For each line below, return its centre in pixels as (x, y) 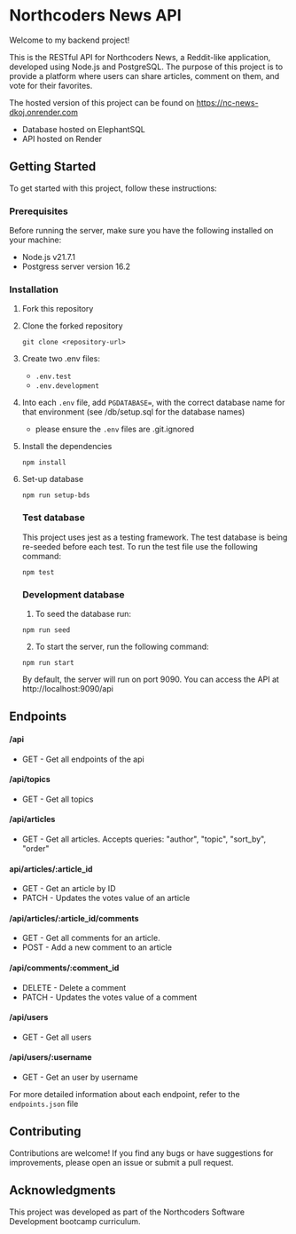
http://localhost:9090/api (67, 688)
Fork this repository (58, 309)
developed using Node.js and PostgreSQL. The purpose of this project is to (146, 67)
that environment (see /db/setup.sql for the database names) (133, 412)
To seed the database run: (83, 613)
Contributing (45, 1131)
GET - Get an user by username (80, 1077)
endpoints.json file (44, 1103)
